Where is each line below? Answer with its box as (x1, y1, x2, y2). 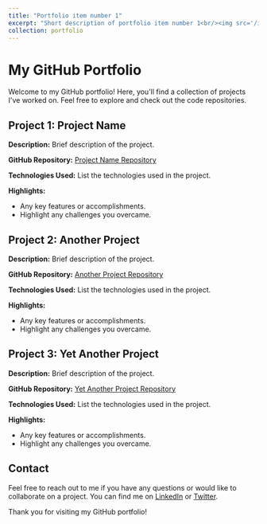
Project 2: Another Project (8, 233, 141, 247)
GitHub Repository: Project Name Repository (8, 155, 157, 165)
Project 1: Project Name (8, 119, 126, 132)
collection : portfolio (8, 26, 83, 34)
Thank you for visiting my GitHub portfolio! (8, 506, 147, 516)
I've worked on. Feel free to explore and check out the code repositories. (8, 96, 247, 105)
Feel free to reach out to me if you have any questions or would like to (8, 483, 237, 492)
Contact (8, 462, 49, 475)
